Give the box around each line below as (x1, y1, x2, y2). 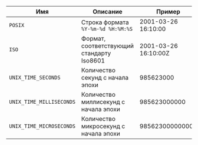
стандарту (81, 50, 111, 57)
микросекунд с (81, 122, 126, 130)
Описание (92, 8, 123, 15)
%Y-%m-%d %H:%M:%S (81, 26, 133, 32)
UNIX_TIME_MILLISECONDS (9, 98, 76, 105)
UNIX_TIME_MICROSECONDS (9, 123, 76, 129)
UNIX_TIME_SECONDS (9, 74, 61, 81)
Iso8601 (81, 57, 105, 64)
